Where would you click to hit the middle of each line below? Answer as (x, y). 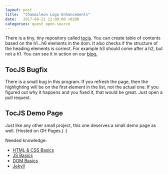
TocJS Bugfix (26, 70)
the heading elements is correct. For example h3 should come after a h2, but (84, 48)
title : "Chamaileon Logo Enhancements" (48, 14)
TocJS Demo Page (34, 113)
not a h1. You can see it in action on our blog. (51, 54)
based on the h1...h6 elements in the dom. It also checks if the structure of (82, 43)
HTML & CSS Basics (33, 150)
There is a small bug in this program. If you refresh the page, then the (77, 82)
